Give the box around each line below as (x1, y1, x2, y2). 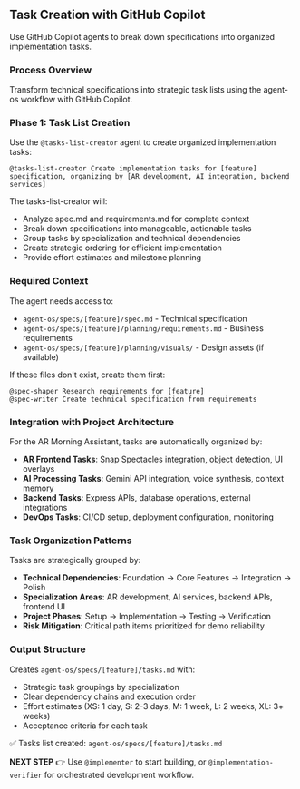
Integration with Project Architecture (9, 415, 175, 428)
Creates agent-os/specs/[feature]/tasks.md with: (9, 664, 196, 675)
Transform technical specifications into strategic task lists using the (9, 84, 262, 95)
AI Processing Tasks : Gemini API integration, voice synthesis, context (22, 473, 285, 483)
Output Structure (9, 643, 86, 656)
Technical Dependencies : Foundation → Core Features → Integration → (22, 572, 292, 583)
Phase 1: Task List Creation (9, 117, 131, 130)
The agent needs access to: (9, 295, 113, 307)
